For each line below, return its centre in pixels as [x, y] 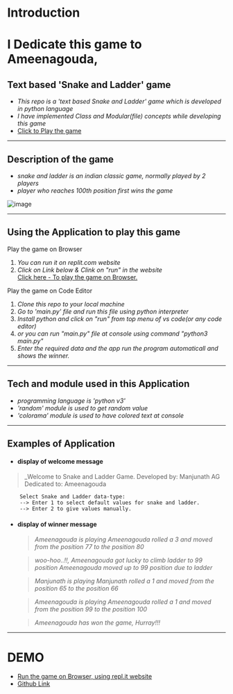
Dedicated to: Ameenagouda [65, 484]
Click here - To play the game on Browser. [77, 277]
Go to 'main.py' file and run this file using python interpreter [103, 311]
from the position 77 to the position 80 [89, 547]
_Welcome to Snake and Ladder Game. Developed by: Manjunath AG [122, 477]
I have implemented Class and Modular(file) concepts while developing [119, 116]
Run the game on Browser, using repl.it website [85, 677]
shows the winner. [43, 356]
